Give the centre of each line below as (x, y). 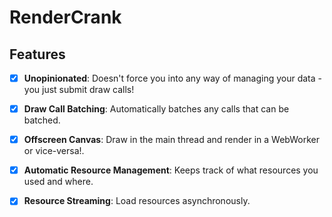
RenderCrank (65, 17)
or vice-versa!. (54, 151)
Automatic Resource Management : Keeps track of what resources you (171, 170)
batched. (42, 120)
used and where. (58, 182)
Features (37, 54)
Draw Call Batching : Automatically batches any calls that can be (156, 109)
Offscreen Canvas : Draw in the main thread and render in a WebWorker (171, 140)
